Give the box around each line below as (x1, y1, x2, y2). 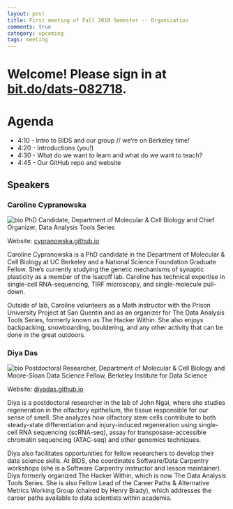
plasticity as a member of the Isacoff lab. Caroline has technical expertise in (7, 272, 225, 280)
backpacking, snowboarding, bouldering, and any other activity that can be (7, 323, 223, 331)
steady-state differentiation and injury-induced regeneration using (7, 421, 197, 429)
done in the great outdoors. (7, 330, 86, 339)
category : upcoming (7, 29, 64, 37)
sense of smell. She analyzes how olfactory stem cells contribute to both (7, 413, 216, 422)
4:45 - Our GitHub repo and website (17, 159, 121, 167)
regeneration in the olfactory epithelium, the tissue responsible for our (7, 406, 209, 415)
